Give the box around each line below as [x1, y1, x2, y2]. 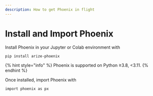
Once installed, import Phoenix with [5, 77, 76, 83]
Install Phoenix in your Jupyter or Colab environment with [5, 44, 120, 50]
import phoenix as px [5, 86, 49, 91]
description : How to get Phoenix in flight [5, 7, 95, 12]
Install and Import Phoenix [5, 28, 114, 39]
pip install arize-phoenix [5, 54, 60, 58]
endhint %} [5, 67, 28, 73]
